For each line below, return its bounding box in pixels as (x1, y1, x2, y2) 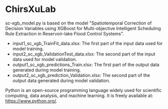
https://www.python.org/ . (5, 97, 58, 103)
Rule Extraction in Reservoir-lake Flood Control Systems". (5, 30, 124, 36)
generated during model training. (12, 66, 81, 73)
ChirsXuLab (5, 3, 56, 15)
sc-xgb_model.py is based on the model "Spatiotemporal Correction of (5, 20, 152, 26)
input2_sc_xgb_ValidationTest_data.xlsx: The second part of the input (12, 51, 155, 57)
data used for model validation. (12, 56, 77, 62)
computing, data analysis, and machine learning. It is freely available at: (5, 92, 153, 98)
